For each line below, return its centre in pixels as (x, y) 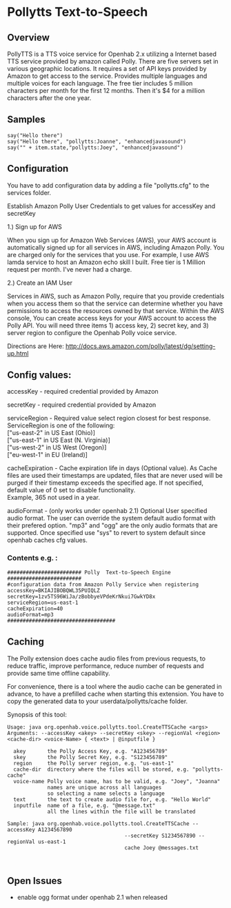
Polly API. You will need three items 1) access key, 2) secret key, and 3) (108, 325)
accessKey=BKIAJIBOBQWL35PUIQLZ (53, 590)
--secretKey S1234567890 (160, 836)
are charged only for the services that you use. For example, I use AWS (108, 254)
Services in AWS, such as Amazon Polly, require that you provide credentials (116, 296)
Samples (27, 120)
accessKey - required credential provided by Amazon (83, 392)
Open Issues (34, 881)
